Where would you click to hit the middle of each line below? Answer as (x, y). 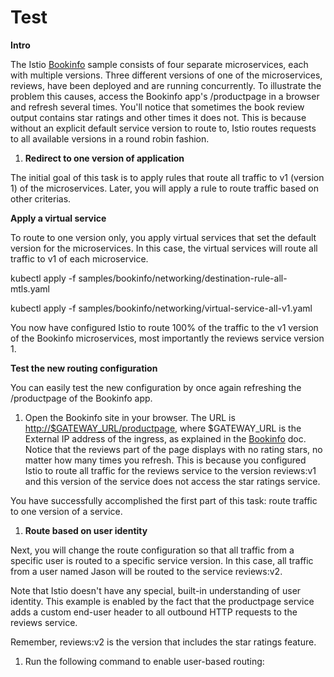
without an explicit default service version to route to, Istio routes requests (163, 128)
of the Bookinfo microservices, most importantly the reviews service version (167, 338)
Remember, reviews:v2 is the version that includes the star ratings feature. (163, 642)
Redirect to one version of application (104, 158)
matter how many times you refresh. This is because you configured (165, 460)
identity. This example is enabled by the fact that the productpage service (162, 601)
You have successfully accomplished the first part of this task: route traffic (164, 500)
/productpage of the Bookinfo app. (81, 398)
